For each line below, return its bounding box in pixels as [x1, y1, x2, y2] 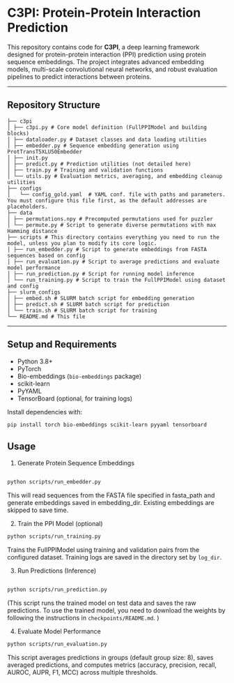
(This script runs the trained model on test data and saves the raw [7, 599, 196, 607]
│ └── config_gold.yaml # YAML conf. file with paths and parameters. [7, 190, 226, 198]
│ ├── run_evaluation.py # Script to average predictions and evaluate [7, 258, 219, 265]
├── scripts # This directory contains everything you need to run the [7, 234, 219, 241]
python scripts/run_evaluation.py [7, 640, 108, 647]
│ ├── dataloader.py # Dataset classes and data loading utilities [7, 136, 208, 143]
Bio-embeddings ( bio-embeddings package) [17, 372, 142, 380]
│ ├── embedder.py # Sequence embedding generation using [7, 142, 179, 149]
